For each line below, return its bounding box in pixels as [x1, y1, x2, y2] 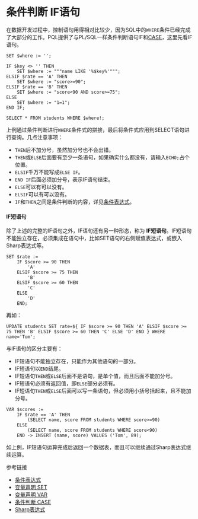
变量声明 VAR [14, 491, 48, 498]
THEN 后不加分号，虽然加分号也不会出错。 [14, 146, 114, 153]
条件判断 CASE [14, 499, 52, 506]
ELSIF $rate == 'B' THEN [6, 84, 68, 90]
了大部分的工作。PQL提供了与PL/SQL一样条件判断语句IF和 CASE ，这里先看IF [6, 33, 193, 40]
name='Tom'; [6, 334, 36, 340]
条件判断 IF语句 [6, 5, 80, 19]
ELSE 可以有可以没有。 [14, 183, 68, 190]
